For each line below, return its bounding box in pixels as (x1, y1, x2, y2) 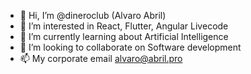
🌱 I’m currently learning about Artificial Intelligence (19, 31, 229, 42)
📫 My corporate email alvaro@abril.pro (19, 53, 183, 64)
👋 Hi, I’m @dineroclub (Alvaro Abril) (19, 10, 167, 21)
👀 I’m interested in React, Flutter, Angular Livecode (19, 20, 229, 32)
